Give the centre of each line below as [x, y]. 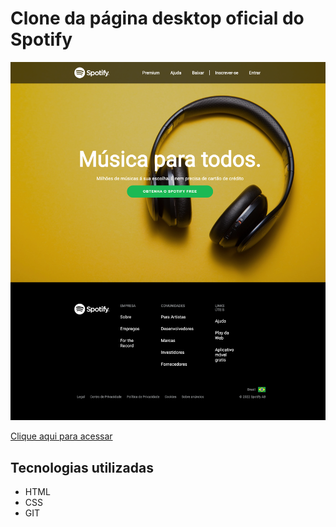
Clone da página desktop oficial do [157, 18]
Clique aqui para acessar [61, 436]
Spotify [41, 39]
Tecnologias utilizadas [82, 467]
